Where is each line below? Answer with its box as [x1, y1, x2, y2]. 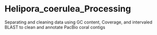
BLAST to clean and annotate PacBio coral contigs [4, 24, 105, 30]
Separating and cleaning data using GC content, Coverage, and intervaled [4, 19, 153, 25]
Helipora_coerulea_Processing [4, 3, 131, 14]
